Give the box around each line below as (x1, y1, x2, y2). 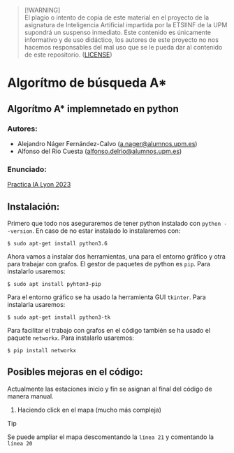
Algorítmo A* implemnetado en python (7, 103, 180, 115)
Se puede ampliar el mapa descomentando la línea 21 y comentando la (7, 433, 214, 441)
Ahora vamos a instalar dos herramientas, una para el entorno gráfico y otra (7, 252, 226, 261)
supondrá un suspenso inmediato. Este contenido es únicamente (24, 28, 212, 36)
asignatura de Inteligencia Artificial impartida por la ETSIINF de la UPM (24, 21, 228, 29)
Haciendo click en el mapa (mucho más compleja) (17, 405, 162, 414)
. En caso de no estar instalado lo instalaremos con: (32, 226, 181, 235)
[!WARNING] (24, 6, 61, 14)
